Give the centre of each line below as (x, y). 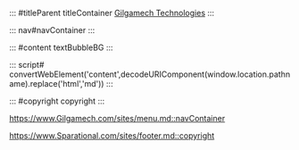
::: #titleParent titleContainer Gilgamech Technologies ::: (112, 13)
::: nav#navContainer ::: (52, 30)
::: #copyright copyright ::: (57, 101)
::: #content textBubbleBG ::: (61, 47)
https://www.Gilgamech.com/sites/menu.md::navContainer (117, 118)
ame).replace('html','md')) (57, 83)
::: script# (27, 65)
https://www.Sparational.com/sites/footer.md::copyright (112, 136)
